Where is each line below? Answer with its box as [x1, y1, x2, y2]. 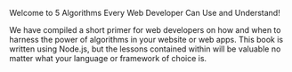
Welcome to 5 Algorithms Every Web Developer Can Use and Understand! [9, 8, 280, 18]
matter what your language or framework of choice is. [9, 53, 207, 63]
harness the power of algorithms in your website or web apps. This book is [9, 35, 283, 44]
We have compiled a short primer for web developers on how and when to [9, 25, 281, 35]
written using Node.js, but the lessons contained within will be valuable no [9, 44, 281, 54]
